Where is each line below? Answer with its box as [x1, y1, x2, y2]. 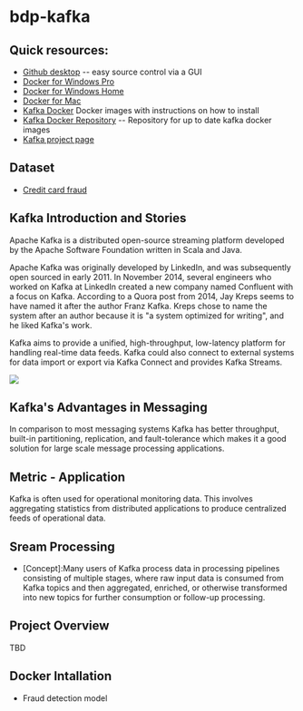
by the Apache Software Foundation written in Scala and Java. [9, 244, 243, 255]
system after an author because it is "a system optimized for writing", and [9, 310, 284, 321]
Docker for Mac [22, 95, 82, 106]
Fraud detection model [22, 692, 108, 704]
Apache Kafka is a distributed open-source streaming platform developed [9, 234, 285, 246]
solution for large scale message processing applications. [9, 443, 225, 454]
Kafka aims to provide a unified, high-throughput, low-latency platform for [9, 337, 286, 348]
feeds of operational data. [9, 512, 106, 523]
